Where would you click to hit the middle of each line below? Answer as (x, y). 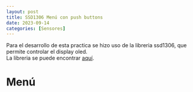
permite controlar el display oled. (47, 52)
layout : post (22, 12)
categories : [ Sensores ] (36, 28)
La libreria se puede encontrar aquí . (50, 58)
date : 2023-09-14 (28, 23)
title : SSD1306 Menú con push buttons (55, 17)
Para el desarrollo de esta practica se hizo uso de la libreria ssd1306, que (96, 45)
